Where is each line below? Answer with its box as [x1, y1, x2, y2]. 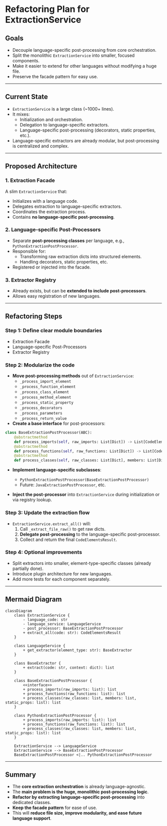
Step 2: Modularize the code [5, 361, 75, 368]
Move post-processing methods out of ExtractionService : [12, 373, 134, 379]
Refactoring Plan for [5, 3, 90, 15]
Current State [5, 93, 48, 101]
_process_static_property [19, 400, 74, 406]
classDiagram [5, 608, 32, 613]
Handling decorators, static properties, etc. [19, 259, 108, 265]
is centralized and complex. [12, 143, 69, 149]
